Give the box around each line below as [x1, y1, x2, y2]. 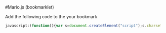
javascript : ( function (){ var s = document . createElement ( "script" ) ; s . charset [5, 23, 163, 28]
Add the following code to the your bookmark [5, 14, 98, 19]
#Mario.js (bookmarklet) [5, 4, 54, 10]
